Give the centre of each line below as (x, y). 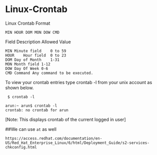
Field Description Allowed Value (38, 42)
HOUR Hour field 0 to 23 (36, 55)
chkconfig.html (21, 147)
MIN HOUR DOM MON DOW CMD (32, 32)
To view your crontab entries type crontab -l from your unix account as (79, 82)
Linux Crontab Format (28, 23)
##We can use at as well (31, 129)
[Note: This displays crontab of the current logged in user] (66, 119)
